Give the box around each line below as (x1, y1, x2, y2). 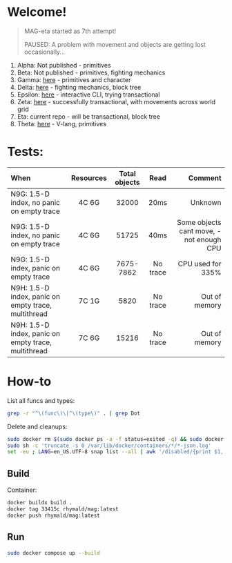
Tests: (7, 144, 43, 159)
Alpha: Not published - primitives (17, 61, 112, 69)
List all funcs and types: (7, 396, 75, 404)
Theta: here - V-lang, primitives (17, 119, 107, 128)
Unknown (190, 197, 222, 207)
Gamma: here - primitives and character (17, 75, 131, 83)
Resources (71, 173, 107, 183)
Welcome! (7, 4, 67, 20)
